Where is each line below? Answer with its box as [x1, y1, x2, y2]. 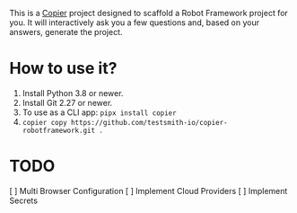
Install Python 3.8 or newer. [22, 87, 124, 98]
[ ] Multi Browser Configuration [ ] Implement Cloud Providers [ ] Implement [9, 185, 288, 196]
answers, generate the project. [9, 27, 123, 37]
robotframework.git [22, 126, 96, 135]
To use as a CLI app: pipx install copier [22, 107, 177, 118]
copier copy [22, 118, 67, 127]
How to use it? [9, 58, 118, 79]
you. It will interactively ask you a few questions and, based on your [9, 17, 260, 28]
